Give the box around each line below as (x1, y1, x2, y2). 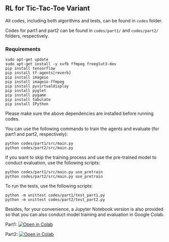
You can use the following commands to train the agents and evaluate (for (5, 126, 159, 132)
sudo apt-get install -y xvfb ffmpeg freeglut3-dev (5, 62, 116, 67)
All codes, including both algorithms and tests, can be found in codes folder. (5, 17, 163, 23)
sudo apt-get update (5, 57, 49, 63)
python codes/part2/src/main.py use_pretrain (5, 174, 103, 179)
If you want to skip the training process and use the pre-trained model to (5, 155, 157, 161)
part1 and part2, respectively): (5, 131, 68, 137)
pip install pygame (5, 93, 47, 98)
